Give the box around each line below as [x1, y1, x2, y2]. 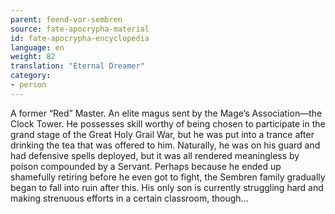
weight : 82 [10, 52, 56, 62]
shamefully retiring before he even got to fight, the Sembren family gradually [10, 171, 326, 183]
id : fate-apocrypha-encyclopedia [10, 33, 150, 43]
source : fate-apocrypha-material [10, 24, 150, 34]
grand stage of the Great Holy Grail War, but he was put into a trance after [10, 128, 315, 140]
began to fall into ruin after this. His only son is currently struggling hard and [10, 181, 324, 193]
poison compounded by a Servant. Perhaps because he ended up [10, 160, 282, 172]
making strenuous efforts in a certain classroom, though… [10, 192, 249, 204]
